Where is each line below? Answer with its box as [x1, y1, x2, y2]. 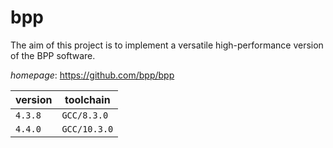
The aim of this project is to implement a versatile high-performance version [10, 39, 324, 51]
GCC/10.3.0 [61, 123, 114, 135]
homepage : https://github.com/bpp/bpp [10, 69, 175, 81]
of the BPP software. [10, 49, 96, 61]
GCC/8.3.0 [61, 109, 109, 121]
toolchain [64, 92, 111, 106]
